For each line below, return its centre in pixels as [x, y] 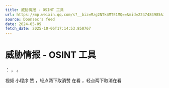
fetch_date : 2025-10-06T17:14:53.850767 [48, 29]
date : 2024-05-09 [23, 24]
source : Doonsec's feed [30, 19]
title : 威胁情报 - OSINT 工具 [34, 10]
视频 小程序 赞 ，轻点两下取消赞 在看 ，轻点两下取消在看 [63, 80]
